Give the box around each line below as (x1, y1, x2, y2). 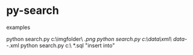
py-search (6, 4, 59, 18)
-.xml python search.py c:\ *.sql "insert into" (6, 42, 115, 49)
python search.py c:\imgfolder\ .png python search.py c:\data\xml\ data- (6, 35, 188, 42)
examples (6, 24, 31, 31)
